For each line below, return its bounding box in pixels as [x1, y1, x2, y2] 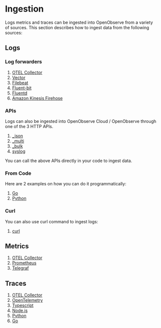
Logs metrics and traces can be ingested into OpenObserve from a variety [5, 19, 153, 25]
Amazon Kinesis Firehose [12, 95, 63, 101]
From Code [5, 170, 31, 177]
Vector [12, 74, 26, 81]
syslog [12, 148, 26, 154]
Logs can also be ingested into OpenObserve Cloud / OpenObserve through [5, 118, 157, 124]
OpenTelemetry [12, 297, 43, 303]
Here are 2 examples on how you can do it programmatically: [5, 181, 127, 187]
